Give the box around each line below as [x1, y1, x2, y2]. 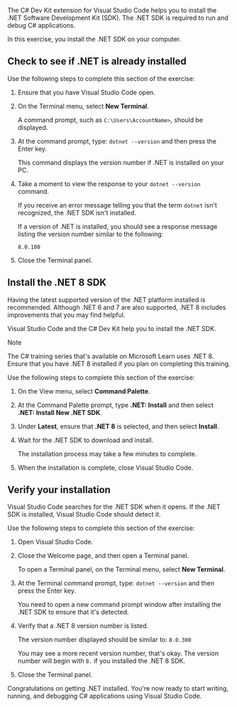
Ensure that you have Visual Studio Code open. [17, 88, 156, 97]
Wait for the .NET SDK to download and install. [17, 436, 154, 444]
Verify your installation [7, 484, 111, 496]
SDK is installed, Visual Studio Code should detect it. [7, 510, 161, 519]
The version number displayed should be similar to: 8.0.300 [17, 635, 192, 644]
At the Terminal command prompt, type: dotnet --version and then [17, 579, 215, 588]
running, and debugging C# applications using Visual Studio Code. [7, 692, 202, 701]
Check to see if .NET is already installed [7, 55, 187, 68]
